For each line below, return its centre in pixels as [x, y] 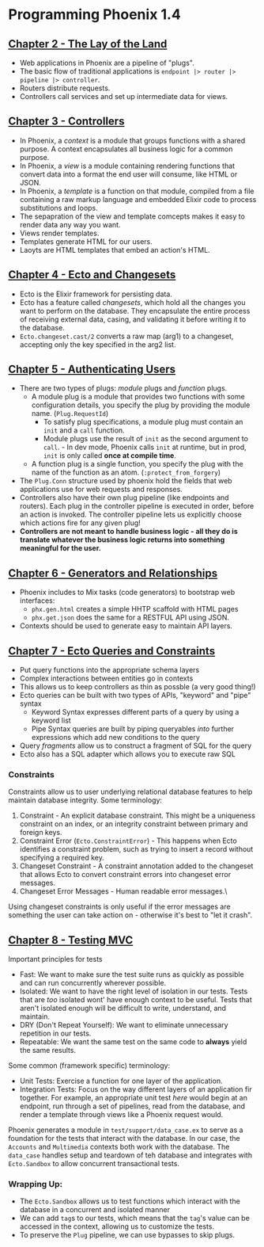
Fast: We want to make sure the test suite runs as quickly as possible [132, 974]
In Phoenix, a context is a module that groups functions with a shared [132, 140]
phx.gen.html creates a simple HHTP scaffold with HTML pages [135, 609]
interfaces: [37, 601]
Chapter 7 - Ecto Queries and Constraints [112, 651]
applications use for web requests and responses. [101, 490]
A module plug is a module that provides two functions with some [138, 397]
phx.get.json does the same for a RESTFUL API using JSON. [130, 618]
